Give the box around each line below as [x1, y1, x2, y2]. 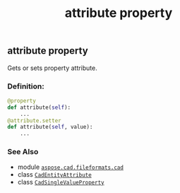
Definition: [7, 81, 44, 91]
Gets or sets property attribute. [7, 64, 97, 72]
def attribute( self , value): [7, 124, 93, 131]
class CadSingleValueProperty [17, 178, 104, 187]
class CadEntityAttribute [17, 170, 92, 179]
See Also [7, 147, 39, 157]
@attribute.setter [7, 117, 61, 124]
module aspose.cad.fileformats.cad [17, 163, 124, 171]
